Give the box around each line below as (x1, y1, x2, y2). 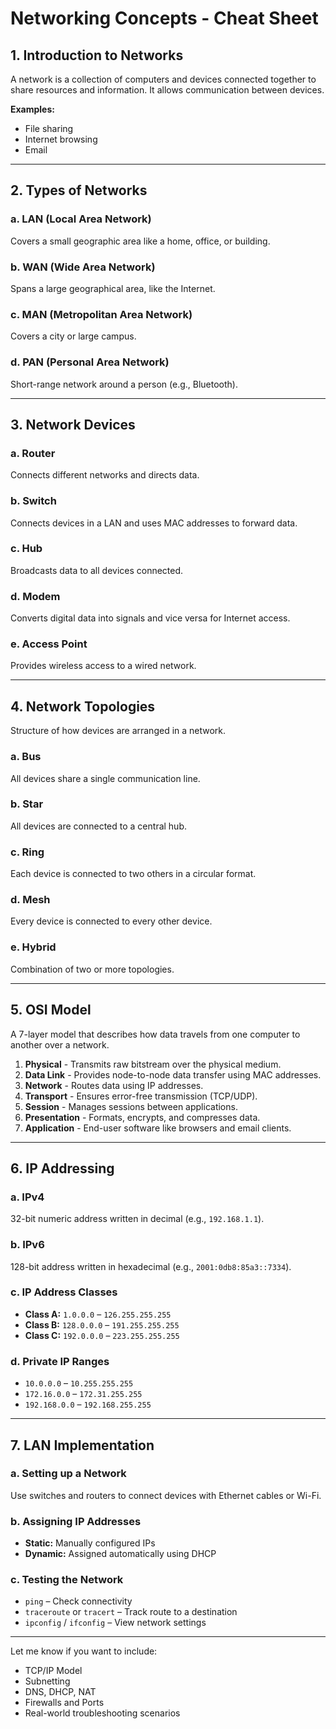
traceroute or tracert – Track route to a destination (24, 1606, 238, 1618)
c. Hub (10, 542, 43, 556)
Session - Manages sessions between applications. (24, 1100, 238, 1112)
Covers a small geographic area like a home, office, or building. (10, 235, 271, 247)
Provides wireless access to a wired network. (10, 660, 197, 672)
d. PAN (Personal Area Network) (10, 355, 170, 369)
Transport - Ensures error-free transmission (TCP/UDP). (24, 1090, 258, 1102)
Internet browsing (24, 133, 98, 145)
